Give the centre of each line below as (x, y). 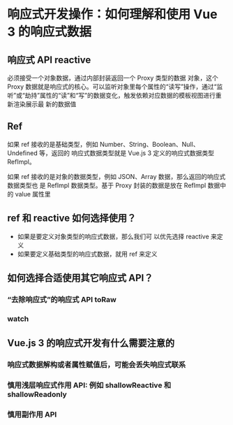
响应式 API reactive (49, 60)
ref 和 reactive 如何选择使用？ (72, 218)
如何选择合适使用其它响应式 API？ (80, 278)
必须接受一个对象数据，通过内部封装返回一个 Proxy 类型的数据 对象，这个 (113, 78)
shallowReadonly (37, 394)
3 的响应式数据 (50, 32)
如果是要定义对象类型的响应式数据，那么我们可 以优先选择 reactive (113, 236)
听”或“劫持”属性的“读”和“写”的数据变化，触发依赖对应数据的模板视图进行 (112, 95)
